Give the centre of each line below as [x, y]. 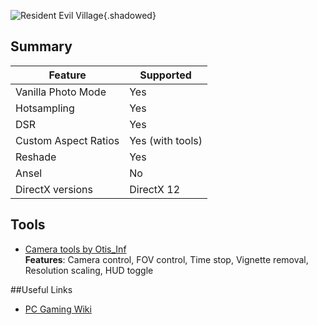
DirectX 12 [155, 189]
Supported [165, 75]
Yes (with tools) [166, 140]
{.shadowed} [130, 15]
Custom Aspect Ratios [67, 140]
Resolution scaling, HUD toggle [89, 270]
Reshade [36, 157]
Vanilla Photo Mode [61, 92]
